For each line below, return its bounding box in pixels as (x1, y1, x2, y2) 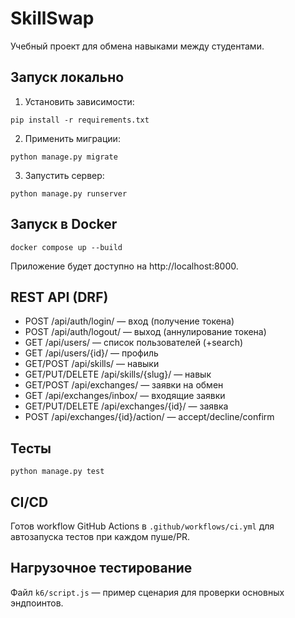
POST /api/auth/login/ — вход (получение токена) (24, 315, 235, 327)
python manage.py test (10, 467, 105, 477)
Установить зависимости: (24, 95, 135, 107)
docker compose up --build (10, 242, 123, 252)
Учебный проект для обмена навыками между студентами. (10, 40, 265, 52)
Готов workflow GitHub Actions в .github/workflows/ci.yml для (10, 520, 275, 532)
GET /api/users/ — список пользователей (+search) (24, 337, 244, 349)
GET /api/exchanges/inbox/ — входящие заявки (24, 390, 226, 402)
